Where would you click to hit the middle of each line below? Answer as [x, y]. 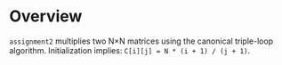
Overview [46, 16]
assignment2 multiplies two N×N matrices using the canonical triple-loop [141, 41]
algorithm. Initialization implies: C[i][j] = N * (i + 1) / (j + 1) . [130, 50]
